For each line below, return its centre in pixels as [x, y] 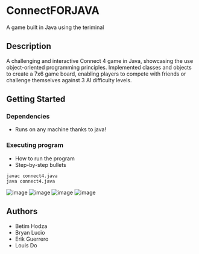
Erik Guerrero [32, 239]
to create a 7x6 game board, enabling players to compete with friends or [96, 74]
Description [29, 46]
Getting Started [36, 99]
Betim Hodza [31, 226]
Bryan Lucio [30, 232]
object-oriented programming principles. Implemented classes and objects [99, 67]
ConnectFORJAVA [53, 11]
